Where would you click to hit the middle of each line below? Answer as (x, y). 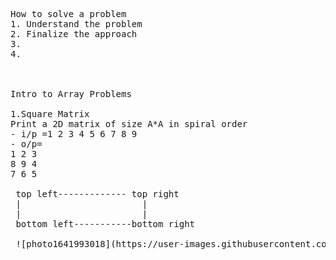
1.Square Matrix (50, 114)
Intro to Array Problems (71, 94)
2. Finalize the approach (74, 34)
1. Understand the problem (76, 24)
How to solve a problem (68, 14)
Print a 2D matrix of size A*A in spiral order (129, 124)
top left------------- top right (97, 194)
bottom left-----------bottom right (105, 224)
